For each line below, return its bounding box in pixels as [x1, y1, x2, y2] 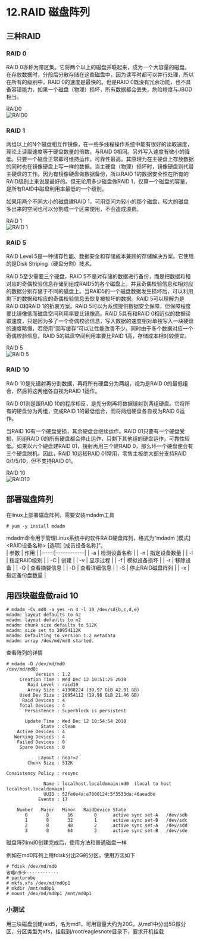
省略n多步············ [6, 870, 59, 876]
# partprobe [6, 875, 36, 881]
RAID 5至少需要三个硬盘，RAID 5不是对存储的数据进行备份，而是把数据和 [6, 273, 186, 280]
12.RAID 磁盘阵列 [6, 5, 90, 19]
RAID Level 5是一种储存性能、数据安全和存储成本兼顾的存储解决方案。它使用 [6, 253, 194, 260]
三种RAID [6, 31, 41, 41]
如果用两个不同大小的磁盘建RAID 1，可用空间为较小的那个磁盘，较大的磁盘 [6, 198, 189, 205]
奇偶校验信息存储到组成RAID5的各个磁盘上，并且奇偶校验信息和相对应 [21, 281, 193, 288]
